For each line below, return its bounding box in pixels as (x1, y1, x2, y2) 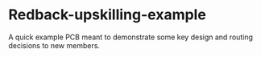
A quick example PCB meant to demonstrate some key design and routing (8, 32, 254, 42)
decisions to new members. (8, 40, 101, 50)
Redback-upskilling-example (8, 6, 207, 24)
